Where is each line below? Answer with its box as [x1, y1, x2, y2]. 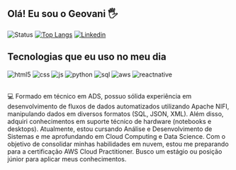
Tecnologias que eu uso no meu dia [7, 51, 167, 63]
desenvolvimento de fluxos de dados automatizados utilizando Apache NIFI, [7, 102, 230, 110]
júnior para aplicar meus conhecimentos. [7, 155, 127, 164]
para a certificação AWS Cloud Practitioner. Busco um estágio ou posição [7, 147, 223, 156]
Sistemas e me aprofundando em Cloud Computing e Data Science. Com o [7, 132, 225, 141]
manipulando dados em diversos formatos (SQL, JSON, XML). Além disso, [7, 110, 224, 118]
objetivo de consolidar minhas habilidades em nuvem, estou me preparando [7, 140, 229, 149]
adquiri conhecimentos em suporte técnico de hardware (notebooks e [7, 118, 212, 126]
